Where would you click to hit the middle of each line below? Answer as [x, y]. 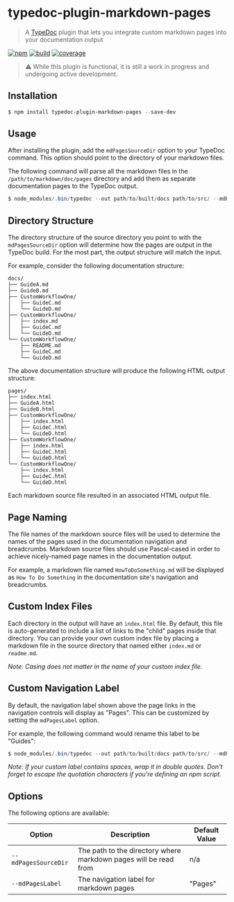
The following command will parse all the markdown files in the [98, 171]
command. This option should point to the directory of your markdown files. [116, 158]
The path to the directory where [129, 850]
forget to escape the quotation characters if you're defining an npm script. [115, 774]
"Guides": [22, 741]
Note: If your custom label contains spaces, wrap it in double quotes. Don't [115, 767]
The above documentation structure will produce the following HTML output [117, 371]
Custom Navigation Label [64, 688]
